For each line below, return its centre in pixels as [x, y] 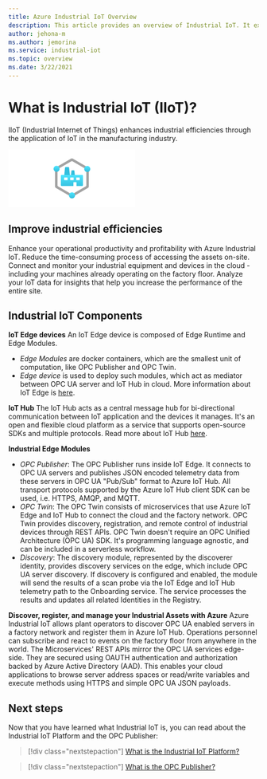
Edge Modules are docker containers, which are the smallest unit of [130, 359]
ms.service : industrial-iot [55, 51]
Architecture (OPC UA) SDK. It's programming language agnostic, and [134, 541]
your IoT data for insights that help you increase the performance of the [125, 282]
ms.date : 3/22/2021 [41, 68]
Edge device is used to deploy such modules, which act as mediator [131, 376]
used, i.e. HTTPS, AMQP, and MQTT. [80, 498]
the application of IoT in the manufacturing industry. [93, 138]
